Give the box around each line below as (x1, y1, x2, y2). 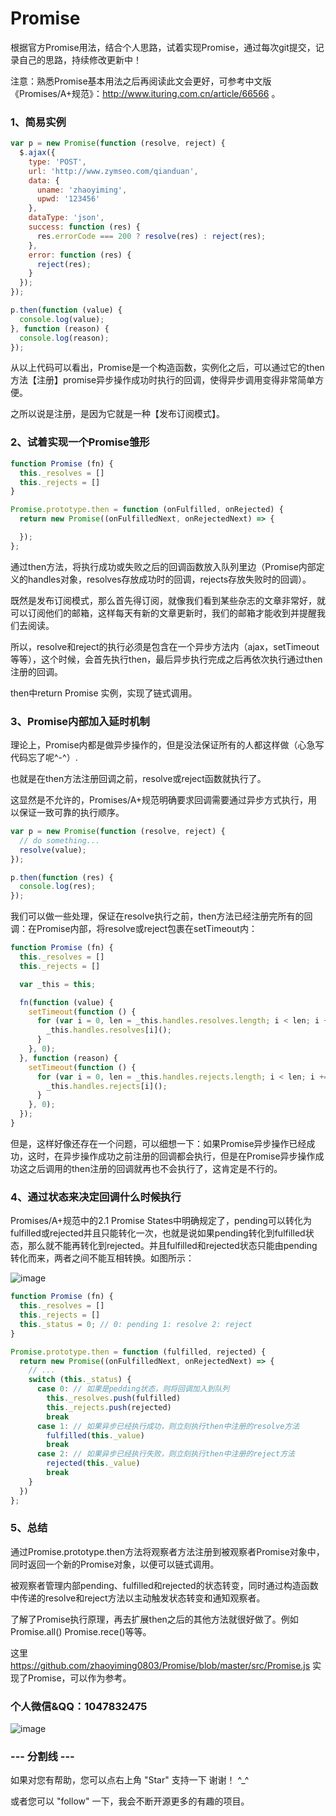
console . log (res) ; (19, 882, 97, 892)
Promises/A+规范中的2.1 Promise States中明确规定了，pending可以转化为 (10, 1215, 312, 1227)
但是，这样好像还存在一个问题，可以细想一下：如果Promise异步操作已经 (10, 1137, 307, 1149)
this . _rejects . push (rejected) (46, 1402, 172, 1412)
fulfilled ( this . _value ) (46, 1430, 145, 1441)
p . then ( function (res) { (10, 872, 114, 882)
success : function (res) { (28, 222, 141, 232)
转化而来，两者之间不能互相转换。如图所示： (10, 1252, 195, 1264)
